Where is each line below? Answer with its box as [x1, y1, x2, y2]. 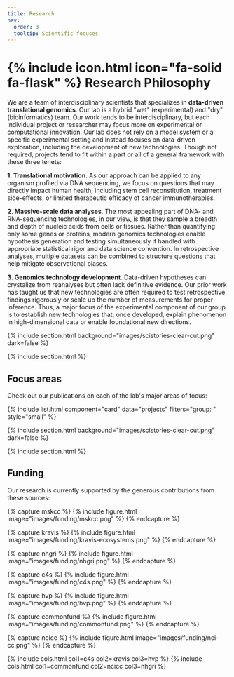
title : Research [7, 10, 55, 18]
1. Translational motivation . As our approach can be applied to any [7, 171, 202, 180]
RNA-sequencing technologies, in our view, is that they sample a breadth [7, 215, 218, 223]
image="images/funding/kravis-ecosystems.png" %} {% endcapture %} [7, 535, 216, 544]
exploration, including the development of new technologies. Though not [7, 143, 217, 152]
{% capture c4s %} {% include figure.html [7, 570, 130, 579]
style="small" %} [7, 413, 57, 421]
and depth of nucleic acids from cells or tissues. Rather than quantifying [7, 222, 216, 231]
